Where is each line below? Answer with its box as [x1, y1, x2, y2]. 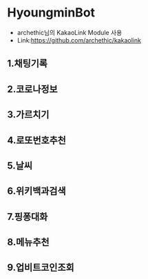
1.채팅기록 [7, 58, 48, 69]
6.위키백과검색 [7, 186, 66, 197]
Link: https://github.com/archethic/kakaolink [17, 36, 141, 44]
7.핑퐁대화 [7, 211, 48, 223]
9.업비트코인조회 [7, 262, 74, 274]
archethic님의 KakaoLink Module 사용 [17, 28, 123, 36]
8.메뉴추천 [7, 236, 50, 248]
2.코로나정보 [7, 83, 58, 95]
